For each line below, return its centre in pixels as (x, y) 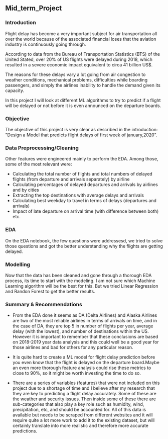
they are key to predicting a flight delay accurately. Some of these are (84, 394)
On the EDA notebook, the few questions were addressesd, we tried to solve (84, 240)
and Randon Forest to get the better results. (50, 291)
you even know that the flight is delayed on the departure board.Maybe (86, 363)
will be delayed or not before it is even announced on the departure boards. (83, 106)
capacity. (15, 91)
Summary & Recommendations (44, 304)
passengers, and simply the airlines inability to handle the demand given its (83, 85)
